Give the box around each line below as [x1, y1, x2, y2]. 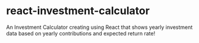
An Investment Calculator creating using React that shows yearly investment [6, 24, 193, 31]
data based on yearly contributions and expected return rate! [6, 29, 156, 37]
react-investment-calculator [6, 4, 150, 18]
